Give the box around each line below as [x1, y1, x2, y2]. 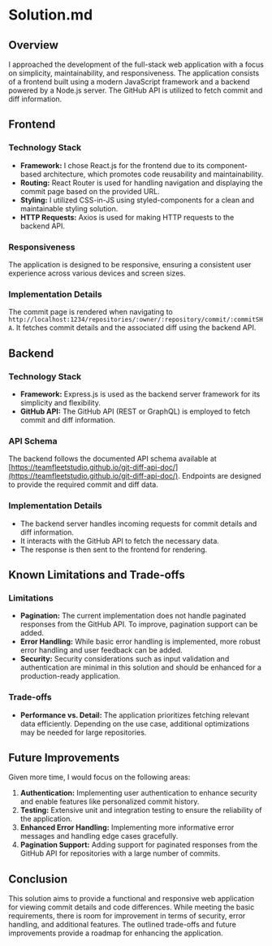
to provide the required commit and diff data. [8, 480, 158, 489]
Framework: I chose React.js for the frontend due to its [19, 160, 205, 170]
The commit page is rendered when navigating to [8, 307, 173, 317]
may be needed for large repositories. [19, 727, 147, 737]
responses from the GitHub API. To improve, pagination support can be [19, 619, 258, 629]
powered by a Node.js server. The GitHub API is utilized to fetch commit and [8, 85, 263, 95]
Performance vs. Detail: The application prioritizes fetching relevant [19, 709, 250, 720]
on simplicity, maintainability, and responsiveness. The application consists [8, 68, 260, 78]
